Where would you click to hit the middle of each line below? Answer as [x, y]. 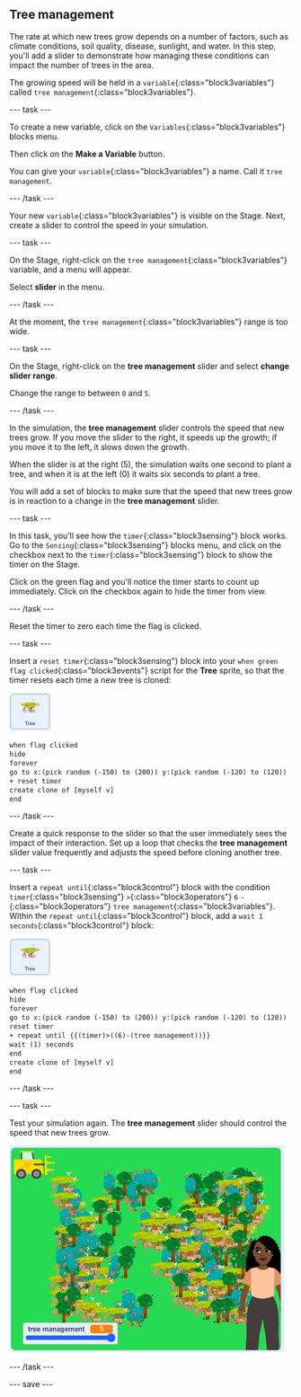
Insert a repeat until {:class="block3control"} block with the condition [140, 887]
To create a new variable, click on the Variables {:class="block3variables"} [147, 127]
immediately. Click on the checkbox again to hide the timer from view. [138, 591]
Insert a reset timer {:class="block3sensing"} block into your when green [144, 660]
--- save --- [31, 1384]
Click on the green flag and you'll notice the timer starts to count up [134, 581]
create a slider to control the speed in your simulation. [109, 225]
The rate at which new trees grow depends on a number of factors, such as [149, 36]
